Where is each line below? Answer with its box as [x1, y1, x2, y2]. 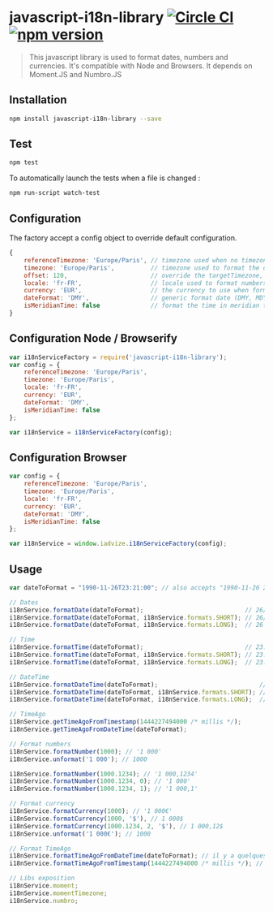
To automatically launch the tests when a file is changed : [9, 173, 201, 183]
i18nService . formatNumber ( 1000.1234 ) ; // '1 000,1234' [9, 770, 198, 778]
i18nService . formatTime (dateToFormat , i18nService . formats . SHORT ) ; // [9, 651, 253, 659]
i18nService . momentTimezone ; [9, 889, 108, 897]
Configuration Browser [9, 451, 128, 465]
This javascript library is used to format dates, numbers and [28, 52, 228, 62]
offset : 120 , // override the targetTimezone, [23, 271, 264, 279]
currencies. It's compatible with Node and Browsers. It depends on [28, 61, 253, 71]
